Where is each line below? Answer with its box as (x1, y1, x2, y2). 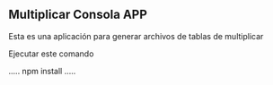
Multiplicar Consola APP (8, 7, 147, 22)
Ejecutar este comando (8, 48, 94, 59)
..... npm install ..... (8, 65, 76, 76)
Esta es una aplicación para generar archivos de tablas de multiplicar (8, 30, 264, 41)
